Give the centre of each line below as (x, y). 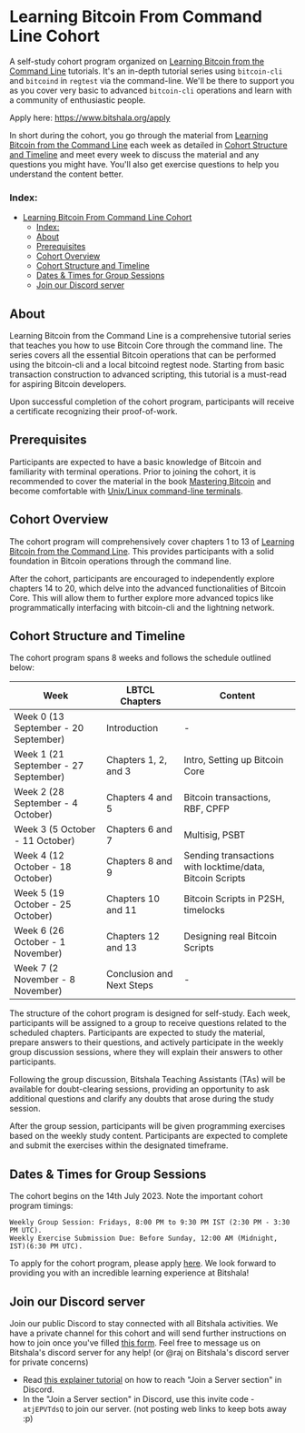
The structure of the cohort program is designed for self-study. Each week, (150, 1013)
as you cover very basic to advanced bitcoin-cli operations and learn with (151, 90)
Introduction (132, 728)
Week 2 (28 (39, 792)
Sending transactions (229, 856)
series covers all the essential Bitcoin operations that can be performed (143, 355)
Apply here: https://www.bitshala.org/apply (90, 117)
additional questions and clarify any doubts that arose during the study (142, 1099)
